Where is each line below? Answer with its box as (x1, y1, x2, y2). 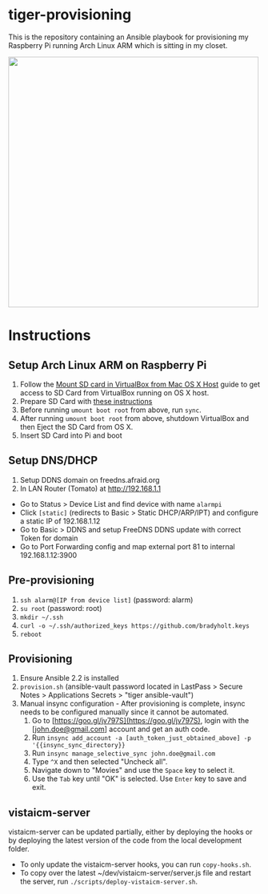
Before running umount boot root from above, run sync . (19, 405, 202, 415)
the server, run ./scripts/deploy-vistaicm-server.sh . (19, 876, 198, 887)
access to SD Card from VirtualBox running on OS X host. (19, 387, 210, 398)
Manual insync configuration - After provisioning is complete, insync (19, 699, 246, 709)
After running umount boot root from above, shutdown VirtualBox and (19, 413, 250, 423)
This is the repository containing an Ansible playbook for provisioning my (8, 32, 250, 42)
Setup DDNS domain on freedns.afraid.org (19, 475, 160, 484)
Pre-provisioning (8, 573, 94, 587)
